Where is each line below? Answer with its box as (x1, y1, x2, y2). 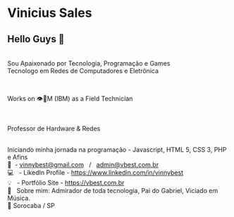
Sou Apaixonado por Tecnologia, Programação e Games (7, 59, 171, 68)
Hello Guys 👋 (7, 33, 65, 45)
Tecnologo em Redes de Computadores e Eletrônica (7, 67, 159, 75)
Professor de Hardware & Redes (7, 125, 101, 132)
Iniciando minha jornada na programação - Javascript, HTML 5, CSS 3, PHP (7, 146, 227, 154)
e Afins (7, 153, 28, 161)
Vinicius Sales (7, 5, 92, 21)
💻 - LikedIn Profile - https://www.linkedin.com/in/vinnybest (7, 168, 184, 177)
